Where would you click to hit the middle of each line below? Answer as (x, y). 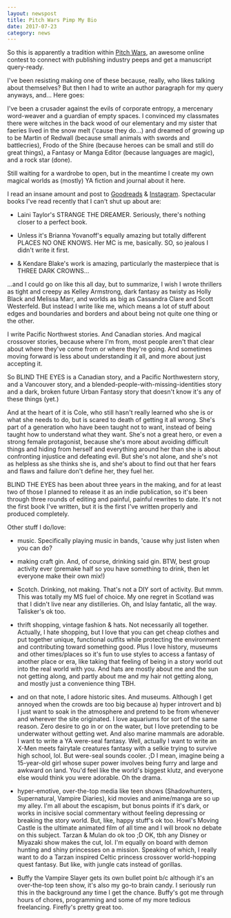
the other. (21, 321)
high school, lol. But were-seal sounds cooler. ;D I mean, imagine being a (121, 756)
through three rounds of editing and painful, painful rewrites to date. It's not (114, 499)
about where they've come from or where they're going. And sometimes (110, 349)
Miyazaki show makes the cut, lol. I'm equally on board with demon (112, 843)
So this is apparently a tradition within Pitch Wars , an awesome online (106, 52)
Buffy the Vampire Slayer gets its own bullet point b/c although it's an (115, 878)
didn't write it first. (43, 250)
